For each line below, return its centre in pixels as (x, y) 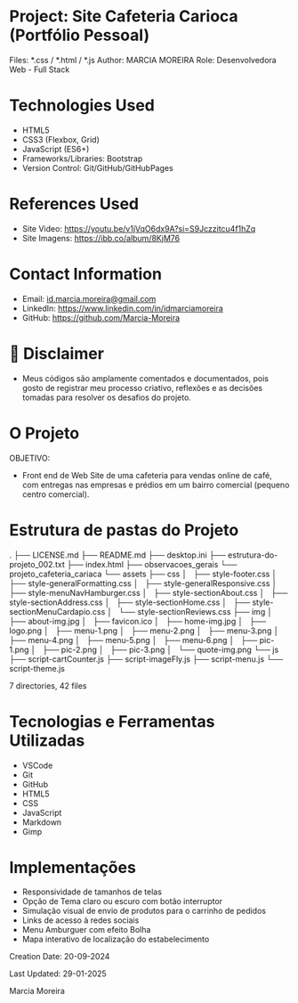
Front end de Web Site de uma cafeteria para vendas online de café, (147, 475)
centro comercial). (56, 494)
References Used (74, 204)
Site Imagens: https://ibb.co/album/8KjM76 (101, 238)
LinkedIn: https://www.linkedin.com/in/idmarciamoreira (123, 308)
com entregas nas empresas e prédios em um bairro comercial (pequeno (156, 485)
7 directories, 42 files (48, 685)
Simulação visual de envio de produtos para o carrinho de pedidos (144, 911)
